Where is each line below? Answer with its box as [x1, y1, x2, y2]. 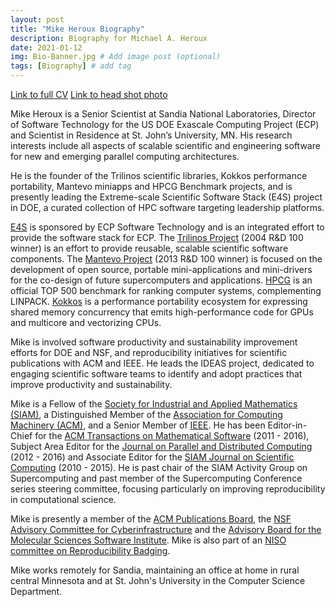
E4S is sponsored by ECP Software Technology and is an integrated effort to [10, 221, 325, 233]
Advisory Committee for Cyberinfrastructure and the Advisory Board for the [10, 524, 322, 535]
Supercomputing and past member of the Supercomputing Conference [10, 472, 303, 484]
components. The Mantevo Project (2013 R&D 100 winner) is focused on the [10, 253, 323, 265]
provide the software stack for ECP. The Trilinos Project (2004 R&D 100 [10, 232, 304, 243]
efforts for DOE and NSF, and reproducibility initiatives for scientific [10, 347, 288, 358]
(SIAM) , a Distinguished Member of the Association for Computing [10, 409, 283, 420]
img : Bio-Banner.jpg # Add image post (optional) [10, 52, 222, 62]
